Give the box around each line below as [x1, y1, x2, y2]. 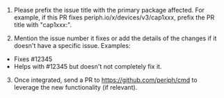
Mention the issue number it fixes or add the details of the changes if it [13, 34, 217, 42]
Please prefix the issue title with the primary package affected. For [13, 6, 205, 14]
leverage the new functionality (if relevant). [13, 83, 138, 91]
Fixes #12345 [13, 55, 53, 63]
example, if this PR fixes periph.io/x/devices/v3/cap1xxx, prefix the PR [13, 13, 215, 22]
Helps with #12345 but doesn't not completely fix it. [13, 63, 162, 70]
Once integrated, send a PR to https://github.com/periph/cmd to [13, 76, 198, 84]
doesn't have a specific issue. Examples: [13, 42, 131, 49]
